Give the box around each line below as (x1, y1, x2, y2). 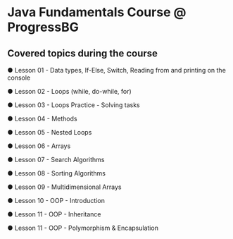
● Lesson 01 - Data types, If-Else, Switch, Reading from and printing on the (7, 66, 227, 74)
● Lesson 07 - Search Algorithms (7, 156, 105, 164)
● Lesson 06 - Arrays (7, 142, 71, 150)
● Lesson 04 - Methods (7, 114, 77, 123)
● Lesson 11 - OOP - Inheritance (7, 210, 101, 219)
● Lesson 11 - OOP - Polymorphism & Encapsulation (7, 223, 158, 232)
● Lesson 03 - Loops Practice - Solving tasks (7, 101, 140, 109)
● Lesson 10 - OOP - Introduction (7, 197, 106, 204)
